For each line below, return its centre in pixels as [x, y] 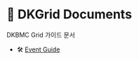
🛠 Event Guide [38, 49]
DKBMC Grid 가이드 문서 [41, 35]
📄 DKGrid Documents [69, 14]
